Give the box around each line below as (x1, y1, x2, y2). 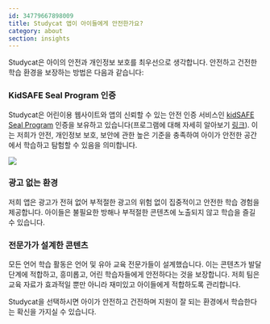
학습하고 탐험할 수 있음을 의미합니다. (23, 140, 138, 149)
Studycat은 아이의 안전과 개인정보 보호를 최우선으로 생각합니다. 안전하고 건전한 (8, 57, 258, 67)
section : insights (8, 34, 70, 43)
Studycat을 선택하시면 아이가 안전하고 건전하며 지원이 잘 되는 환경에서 (8, 297, 230, 307)
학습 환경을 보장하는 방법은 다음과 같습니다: (8, 68, 144, 78)
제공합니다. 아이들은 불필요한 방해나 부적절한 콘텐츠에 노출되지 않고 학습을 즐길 (8, 207, 256, 217)
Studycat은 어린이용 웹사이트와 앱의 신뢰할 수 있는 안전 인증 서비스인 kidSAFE (8, 110, 255, 120)
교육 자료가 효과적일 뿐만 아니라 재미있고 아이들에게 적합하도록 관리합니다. (8, 280, 241, 289)
